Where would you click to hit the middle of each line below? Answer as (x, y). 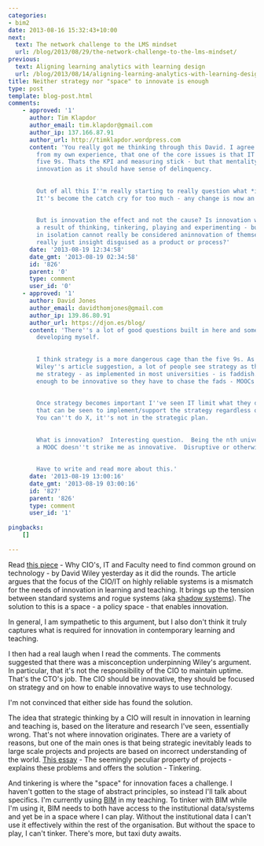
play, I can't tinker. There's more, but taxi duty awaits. (95, 833)
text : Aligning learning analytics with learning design (110, 67)
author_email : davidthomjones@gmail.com (96, 308)
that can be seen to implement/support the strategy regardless (144, 411)
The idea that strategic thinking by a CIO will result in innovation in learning (129, 718)
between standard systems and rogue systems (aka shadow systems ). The (130, 598)
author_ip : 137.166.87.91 (71, 132)
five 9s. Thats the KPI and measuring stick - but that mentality (147, 162)
